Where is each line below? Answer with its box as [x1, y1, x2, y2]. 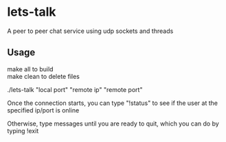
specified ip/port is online [7, 106, 80, 114]
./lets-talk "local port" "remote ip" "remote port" [7, 85, 143, 93]
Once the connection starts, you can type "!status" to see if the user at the [7, 99, 218, 107]
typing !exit [7, 126, 39, 134]
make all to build [7, 64, 54, 73]
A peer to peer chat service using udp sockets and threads [7, 27, 174, 35]
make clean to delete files [7, 72, 80, 80]
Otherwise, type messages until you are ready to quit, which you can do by [7, 119, 220, 128]
